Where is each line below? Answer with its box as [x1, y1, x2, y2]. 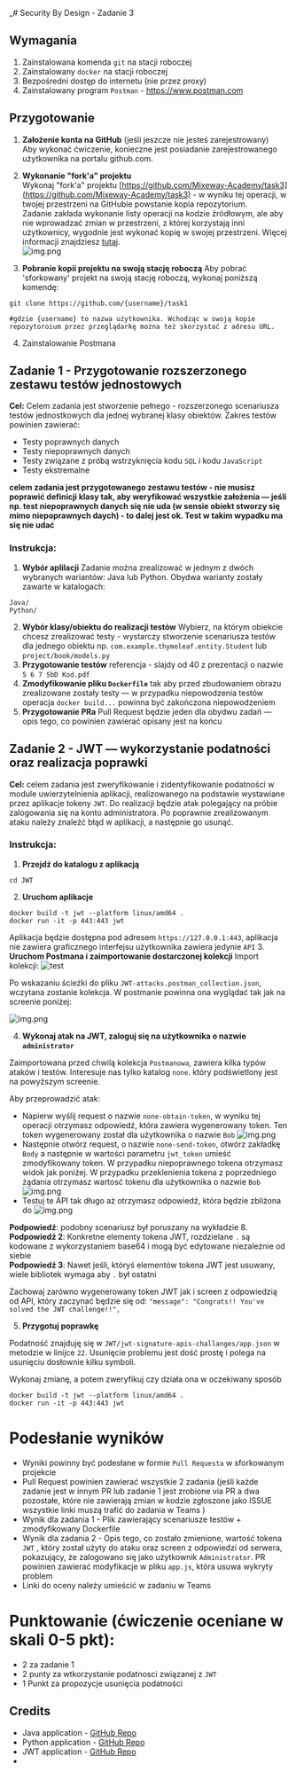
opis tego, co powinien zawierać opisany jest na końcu [21, 716, 222, 726]
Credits [9, 1704, 51, 1719]
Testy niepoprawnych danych [21, 446, 131, 457]
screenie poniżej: [9, 996, 73, 1007]
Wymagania [9, 33, 78, 48]
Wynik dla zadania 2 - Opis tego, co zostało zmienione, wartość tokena [21, 1533, 282, 1543]
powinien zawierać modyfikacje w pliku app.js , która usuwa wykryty [21, 1561, 273, 1572]
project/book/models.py [21, 651, 111, 660]
